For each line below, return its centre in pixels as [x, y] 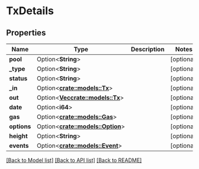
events [19, 146]
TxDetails [30, 11]
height [18, 136]
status [18, 78]
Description [147, 49]
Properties [26, 33]
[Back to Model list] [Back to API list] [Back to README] [74, 160]
